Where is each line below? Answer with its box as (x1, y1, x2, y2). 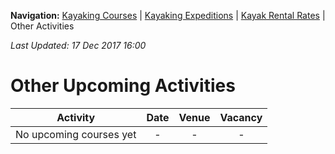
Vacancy (219, 110, 263, 124)
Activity (56, 110, 96, 124)
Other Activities (10, 20, 75, 32)
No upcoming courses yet (15, 127, 137, 141)
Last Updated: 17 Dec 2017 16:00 (10, 40, 147, 51)
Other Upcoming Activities (10, 75, 236, 97)
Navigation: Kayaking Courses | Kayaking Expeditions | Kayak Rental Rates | (10, 10, 326, 21)
